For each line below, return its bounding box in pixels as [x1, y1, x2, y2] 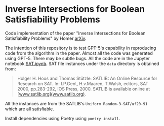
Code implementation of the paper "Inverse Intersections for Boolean [5, 30, 146, 36]
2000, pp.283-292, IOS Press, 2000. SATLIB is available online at [17, 86, 150, 92]
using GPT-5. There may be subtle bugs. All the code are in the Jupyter [5, 55, 150, 61]
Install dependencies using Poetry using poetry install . [5, 115, 120, 121]
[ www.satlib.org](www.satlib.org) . [17, 91, 86, 97]
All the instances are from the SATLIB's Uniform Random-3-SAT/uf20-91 [5, 100, 148, 106]
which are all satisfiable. [5, 106, 54, 112]
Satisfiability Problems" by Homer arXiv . [5, 35, 86, 41]
